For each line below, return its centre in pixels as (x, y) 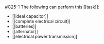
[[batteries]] (24, 26)
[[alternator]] (25, 31)
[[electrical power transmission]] (45, 36)
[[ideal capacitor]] (30, 16)
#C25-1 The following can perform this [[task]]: (52, 7)
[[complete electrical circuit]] (41, 21)
